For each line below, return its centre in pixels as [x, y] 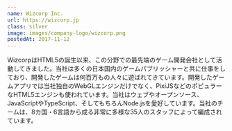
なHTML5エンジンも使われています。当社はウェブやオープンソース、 [105, 95]
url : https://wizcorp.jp [43, 20]
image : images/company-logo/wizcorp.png [67, 33]
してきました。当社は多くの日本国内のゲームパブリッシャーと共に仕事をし [119, 69]
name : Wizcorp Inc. [35, 14]
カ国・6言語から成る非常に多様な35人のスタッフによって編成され [129, 112]
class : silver [28, 26]
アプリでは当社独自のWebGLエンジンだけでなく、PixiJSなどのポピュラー [117, 86]
